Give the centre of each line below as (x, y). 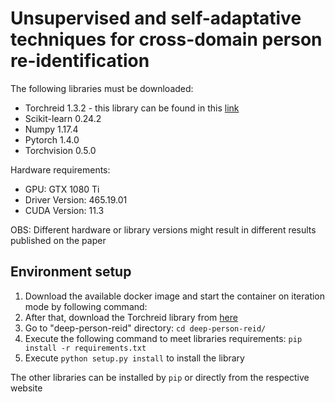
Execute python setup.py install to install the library (134, 358)
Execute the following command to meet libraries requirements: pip (163, 338)
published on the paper (58, 240)
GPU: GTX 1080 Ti (62, 189)
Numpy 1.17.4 (51, 129)
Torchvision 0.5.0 (60, 150)
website (26, 388)
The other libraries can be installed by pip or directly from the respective (160, 377)
